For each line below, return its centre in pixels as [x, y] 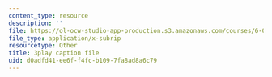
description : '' [36, 23]
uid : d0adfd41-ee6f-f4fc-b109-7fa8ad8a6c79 [83, 61]
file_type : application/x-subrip [65, 38]
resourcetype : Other [43, 46]
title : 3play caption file [54, 53]
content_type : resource [49, 16]
